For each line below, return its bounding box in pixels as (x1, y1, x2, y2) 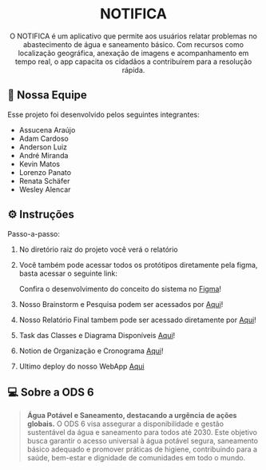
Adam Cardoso (18, 133, 69, 143)
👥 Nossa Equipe (7, 89, 87, 102)
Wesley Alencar (18, 185, 71, 194)
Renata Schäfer (18, 176, 70, 185)
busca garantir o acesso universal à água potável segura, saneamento (26, 436, 259, 446)
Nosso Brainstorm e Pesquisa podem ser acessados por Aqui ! (18, 299, 224, 309)
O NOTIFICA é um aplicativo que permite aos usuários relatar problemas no (10, 31, 257, 41)
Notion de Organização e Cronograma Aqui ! (18, 345, 164, 356)
